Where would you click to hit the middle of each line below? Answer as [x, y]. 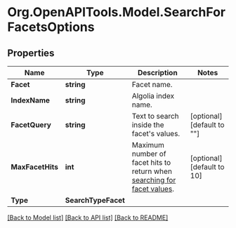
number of [149, 154]
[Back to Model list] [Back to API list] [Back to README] [88, 217]
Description [157, 73]
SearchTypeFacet [95, 200]
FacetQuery [31, 125]
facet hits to [151, 162]
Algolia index [153, 96]
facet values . [153, 189]
